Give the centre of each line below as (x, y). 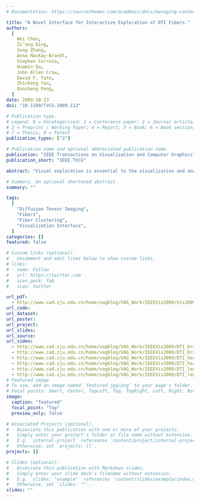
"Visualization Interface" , (51, 226)
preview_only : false (37, 413)
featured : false (26, 242)
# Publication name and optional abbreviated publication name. (87, 149)
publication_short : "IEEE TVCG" (46, 160)
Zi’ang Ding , (33, 45)
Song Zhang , (32, 50)
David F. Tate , (36, 78)
